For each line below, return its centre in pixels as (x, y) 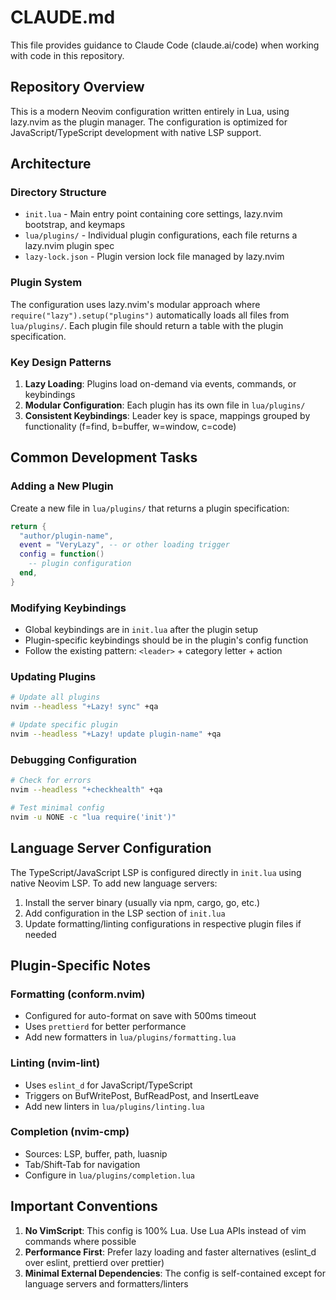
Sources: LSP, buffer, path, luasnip (96, 1153)
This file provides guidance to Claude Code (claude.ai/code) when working (165, 45)
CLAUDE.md (63, 17)
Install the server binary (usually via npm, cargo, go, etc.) (142, 902)
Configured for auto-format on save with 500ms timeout (140, 1016)
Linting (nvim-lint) (55, 1063)
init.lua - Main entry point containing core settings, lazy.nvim (153, 214)
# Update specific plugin (64, 725)
